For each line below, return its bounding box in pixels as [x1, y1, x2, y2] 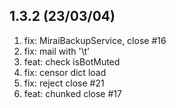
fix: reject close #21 [23, 77, 105, 89]
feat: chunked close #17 [23, 87, 122, 99]
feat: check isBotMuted [23, 55, 121, 68]
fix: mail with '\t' [23, 45, 91, 57]
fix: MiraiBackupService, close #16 [23, 34, 167, 46]
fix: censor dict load [23, 66, 107, 78]
